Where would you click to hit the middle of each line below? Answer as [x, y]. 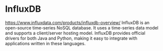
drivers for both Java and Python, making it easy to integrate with [71, 38]
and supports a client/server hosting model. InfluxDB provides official [75, 33]
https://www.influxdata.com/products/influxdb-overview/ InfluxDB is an [77, 23]
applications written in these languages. [45, 43]
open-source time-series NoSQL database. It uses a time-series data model [82, 27]
